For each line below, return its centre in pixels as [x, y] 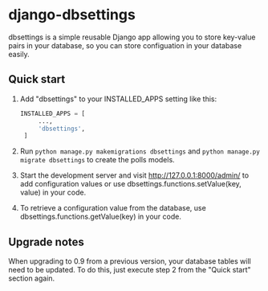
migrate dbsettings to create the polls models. [97, 160]
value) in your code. [53, 193]
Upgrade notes [46, 242]
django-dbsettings [72, 15]
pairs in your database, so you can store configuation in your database [125, 45]
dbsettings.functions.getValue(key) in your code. [101, 217]
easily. [19, 54]
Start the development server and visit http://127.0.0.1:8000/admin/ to [134, 175]
